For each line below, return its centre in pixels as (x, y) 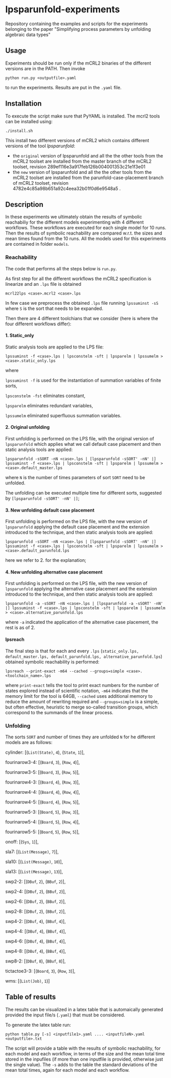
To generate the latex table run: (38, 1025)
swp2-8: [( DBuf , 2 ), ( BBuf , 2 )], (36, 911)
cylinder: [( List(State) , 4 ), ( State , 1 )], (45, 752)
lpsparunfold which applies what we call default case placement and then (83, 444)
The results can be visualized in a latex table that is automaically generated (84, 1009)
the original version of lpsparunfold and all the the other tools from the (88, 155)
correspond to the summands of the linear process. (59, 712)
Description (24, 204)
